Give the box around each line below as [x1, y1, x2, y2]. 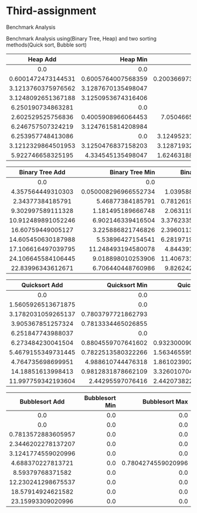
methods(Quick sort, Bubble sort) [6, 41, 87, 48]
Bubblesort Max [142, 397, 188, 405]
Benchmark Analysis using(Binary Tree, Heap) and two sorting [6, 35, 157, 42]
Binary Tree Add [19, 168, 66, 176]
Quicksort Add [21, 281, 63, 289]
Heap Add [28, 55, 57, 63]
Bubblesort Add [19, 397, 65, 405]
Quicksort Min [106, 281, 148, 289]
